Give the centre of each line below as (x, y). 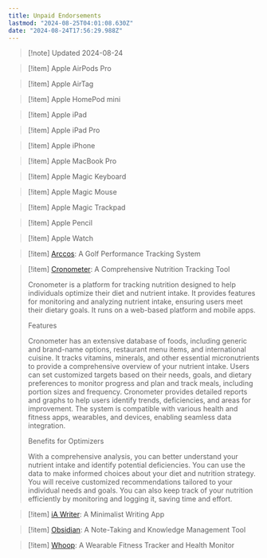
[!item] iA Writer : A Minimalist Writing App (96, 514)
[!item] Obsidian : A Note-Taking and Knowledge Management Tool (137, 530)
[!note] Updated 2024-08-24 (75, 53)
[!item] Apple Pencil (60, 223)
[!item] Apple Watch (61, 238)
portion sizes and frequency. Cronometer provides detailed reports (137, 392)
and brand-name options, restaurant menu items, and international (137, 350)
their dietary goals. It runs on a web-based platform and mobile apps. (142, 310)
